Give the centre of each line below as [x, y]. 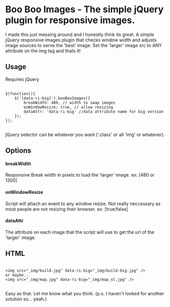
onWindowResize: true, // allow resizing [69, 107]
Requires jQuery [22, 79]
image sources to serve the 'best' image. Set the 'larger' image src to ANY [84, 45]
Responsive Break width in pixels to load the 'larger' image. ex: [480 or [80, 175]
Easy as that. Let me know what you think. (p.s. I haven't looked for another [85, 293]
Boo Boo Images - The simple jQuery [84, 9]
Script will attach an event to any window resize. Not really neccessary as [83, 204]
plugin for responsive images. [70, 20]
